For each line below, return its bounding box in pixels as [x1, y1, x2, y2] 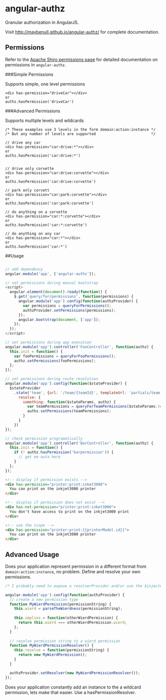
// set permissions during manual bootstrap [5, 280, 98, 285]
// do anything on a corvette [5, 209, 68, 215]
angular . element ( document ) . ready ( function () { [9, 289, 107, 295]
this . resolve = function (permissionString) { [14, 647, 110, 653]
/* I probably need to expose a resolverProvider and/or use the [5, 583, 142, 589]
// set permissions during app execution [5, 340, 92, 345]
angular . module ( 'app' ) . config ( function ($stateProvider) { [5, 381, 127, 386]
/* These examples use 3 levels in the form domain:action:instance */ [5, 127, 156, 132]
